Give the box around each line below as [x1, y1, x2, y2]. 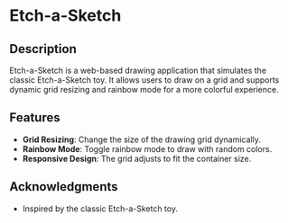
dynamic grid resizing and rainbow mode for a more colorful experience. [9, 85, 279, 94]
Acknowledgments [9, 179, 119, 194]
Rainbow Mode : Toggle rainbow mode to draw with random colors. [22, 143, 273, 154]
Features [9, 110, 60, 126]
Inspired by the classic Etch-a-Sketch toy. [22, 203, 179, 214]
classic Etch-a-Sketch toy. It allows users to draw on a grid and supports [9, 75, 280, 85]
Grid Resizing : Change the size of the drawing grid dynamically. [22, 134, 262, 145]
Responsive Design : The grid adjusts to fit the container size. [22, 153, 252, 164]
